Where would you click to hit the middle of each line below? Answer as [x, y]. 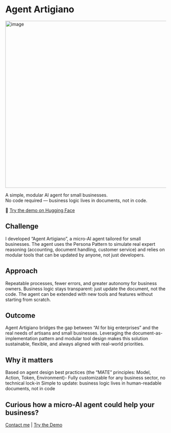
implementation [22, 339]
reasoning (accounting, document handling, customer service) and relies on [85, 249]
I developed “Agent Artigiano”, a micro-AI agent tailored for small [73, 239]
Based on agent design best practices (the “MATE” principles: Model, [78, 372]
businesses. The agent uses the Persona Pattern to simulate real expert [80, 244]
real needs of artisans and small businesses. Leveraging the [68, 333]
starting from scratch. [28, 299]
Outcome [20, 315]
